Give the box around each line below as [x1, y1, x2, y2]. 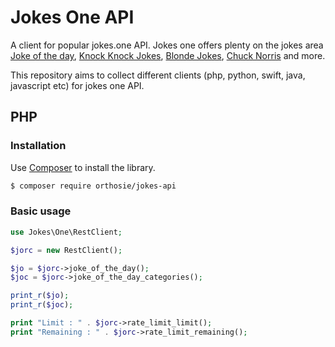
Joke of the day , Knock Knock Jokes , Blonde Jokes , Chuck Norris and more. [10, 49, 326, 61]
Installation [10, 139, 67, 153]
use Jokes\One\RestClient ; [10, 227, 123, 237]
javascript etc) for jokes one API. [10, 79, 145, 91]
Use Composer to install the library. [10, 161, 156, 173]
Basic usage [10, 204, 72, 218]
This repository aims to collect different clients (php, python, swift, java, [10, 69, 306, 81]
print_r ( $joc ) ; [10, 300, 74, 310]
